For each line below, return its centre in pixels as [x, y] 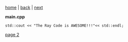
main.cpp [15, 17]
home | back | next [24, 7]
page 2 [12, 35]
